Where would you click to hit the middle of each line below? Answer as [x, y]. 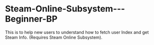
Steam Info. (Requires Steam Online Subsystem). [54, 37]
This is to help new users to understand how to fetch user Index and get [77, 32]
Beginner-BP [31, 19]
